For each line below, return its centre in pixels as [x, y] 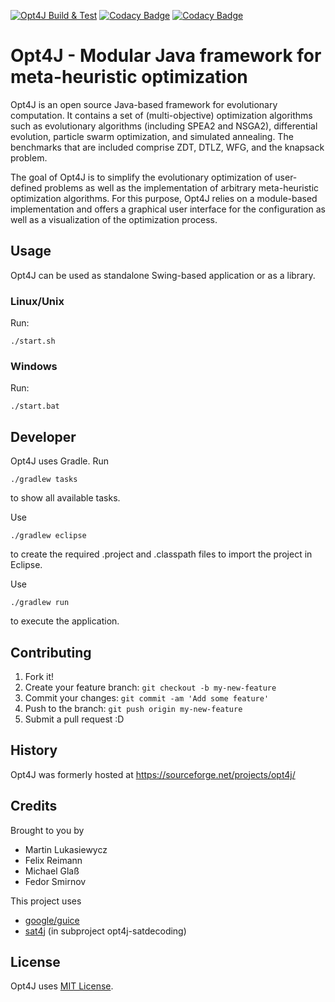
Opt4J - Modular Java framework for [166, 56]
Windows [34, 366]
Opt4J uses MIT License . [62, 986]
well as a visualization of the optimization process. [114, 219]
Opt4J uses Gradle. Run [60, 461]
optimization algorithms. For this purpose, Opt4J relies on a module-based [164, 198]
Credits [34, 806]
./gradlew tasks [44, 480]
